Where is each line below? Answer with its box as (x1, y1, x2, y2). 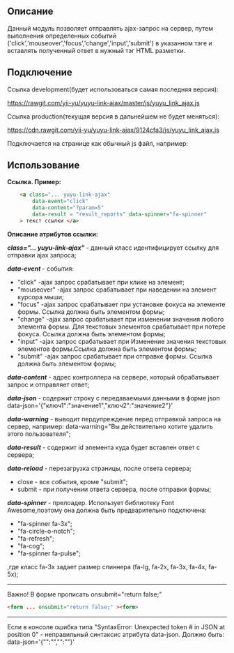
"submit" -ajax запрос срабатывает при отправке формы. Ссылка (17, 352, 212, 360)
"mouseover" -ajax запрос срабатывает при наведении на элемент (17, 285, 217, 294)
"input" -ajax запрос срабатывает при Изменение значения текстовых (17, 337, 227, 345)
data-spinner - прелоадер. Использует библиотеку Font (7, 498, 175, 506)
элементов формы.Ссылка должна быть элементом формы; (17, 345, 197, 353)
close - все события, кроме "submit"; (17, 477, 128, 486)
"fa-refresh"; (17, 534, 54, 543)
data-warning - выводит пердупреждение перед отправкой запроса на (7, 414, 221, 423)
